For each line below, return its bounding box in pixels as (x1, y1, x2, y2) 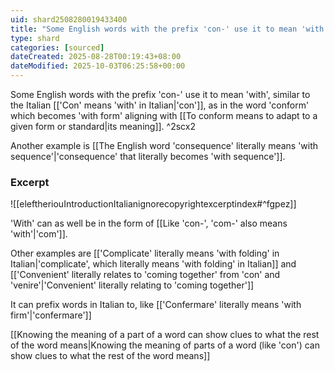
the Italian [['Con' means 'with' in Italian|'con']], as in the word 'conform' (10, 99, 310, 111)
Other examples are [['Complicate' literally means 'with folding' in (10, 247, 280, 260)
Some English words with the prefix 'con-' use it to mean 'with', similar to (10, 89, 311, 100)
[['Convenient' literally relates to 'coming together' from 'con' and (10, 269, 281, 281)
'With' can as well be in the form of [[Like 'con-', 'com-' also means (10, 217, 288, 230)
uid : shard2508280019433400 (10, 14, 128, 25)
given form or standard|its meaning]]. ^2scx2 (10, 121, 196, 132)
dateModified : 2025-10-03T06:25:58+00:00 (10, 61, 186, 71)
